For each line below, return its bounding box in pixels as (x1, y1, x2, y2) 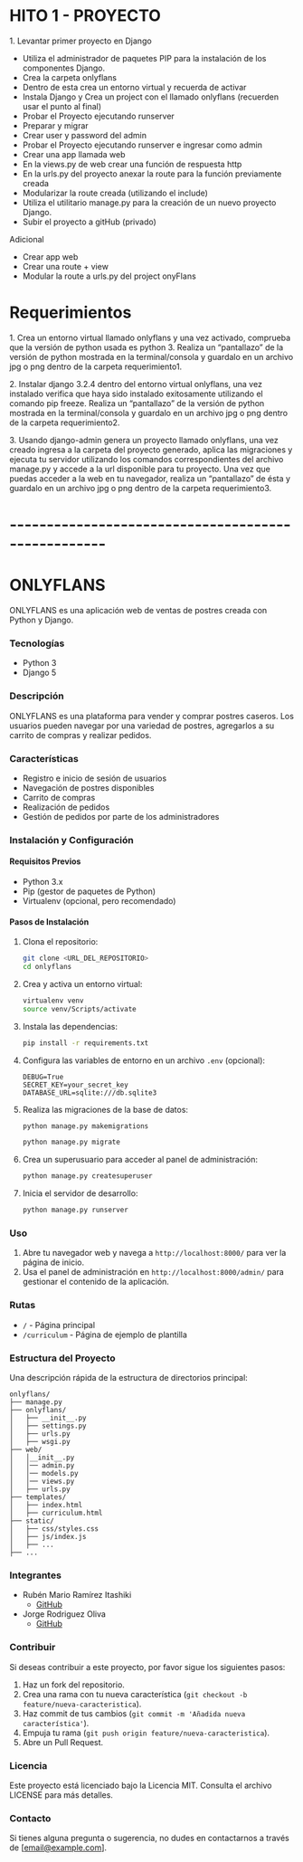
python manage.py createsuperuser (22, 1172, 153, 1181)
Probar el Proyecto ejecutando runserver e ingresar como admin (22, 139, 262, 150)
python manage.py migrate (22, 1137, 120, 1147)
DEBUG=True (22, 1072, 64, 1081)
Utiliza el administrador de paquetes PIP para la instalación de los (22, 52, 267, 63)
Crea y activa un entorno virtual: (22, 978, 143, 989)
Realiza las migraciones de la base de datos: (22, 1104, 188, 1115)
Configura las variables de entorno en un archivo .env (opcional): (22, 1055, 265, 1066)
